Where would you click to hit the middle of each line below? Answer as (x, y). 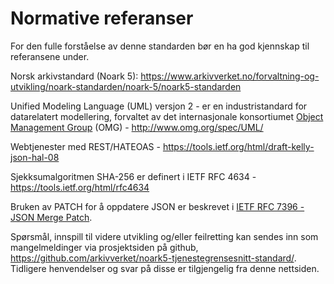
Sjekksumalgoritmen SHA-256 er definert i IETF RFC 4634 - (133, 176)
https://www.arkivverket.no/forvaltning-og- (230, 76)
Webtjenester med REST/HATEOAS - (85, 146)
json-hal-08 (35, 157)
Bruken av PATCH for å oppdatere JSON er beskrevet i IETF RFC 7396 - (157, 206)
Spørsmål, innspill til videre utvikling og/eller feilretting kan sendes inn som (164, 236)
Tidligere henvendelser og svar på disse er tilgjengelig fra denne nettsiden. (165, 268)
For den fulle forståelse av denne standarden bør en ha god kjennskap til (160, 46)
